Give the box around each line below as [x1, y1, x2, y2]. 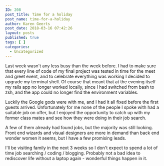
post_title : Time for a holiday [5, 12, 72, 17]
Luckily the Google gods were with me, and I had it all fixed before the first [5, 99, 159, 105]
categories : [5, 44, 30, 49]
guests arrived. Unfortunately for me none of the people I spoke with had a [5, 104, 159, 110]
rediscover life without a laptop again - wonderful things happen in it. [5, 155, 147, 161]
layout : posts [5, 30, 35, 35]
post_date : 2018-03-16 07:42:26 [5, 26, 72, 31]
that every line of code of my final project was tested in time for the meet [5, 68, 155, 74]
